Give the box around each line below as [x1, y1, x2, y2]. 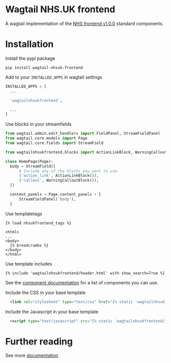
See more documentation [5, 352, 59, 358]
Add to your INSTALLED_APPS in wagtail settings [5, 74, 103, 80]
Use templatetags [5, 210, 42, 216]
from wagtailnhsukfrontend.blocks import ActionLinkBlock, [5, 150, 133, 155]
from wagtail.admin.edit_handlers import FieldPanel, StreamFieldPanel [5, 131, 160, 136]
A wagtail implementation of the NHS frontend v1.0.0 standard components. [5, 20, 164, 27]
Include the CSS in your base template [5, 289, 85, 296]
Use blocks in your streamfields [5, 121, 72, 127]
